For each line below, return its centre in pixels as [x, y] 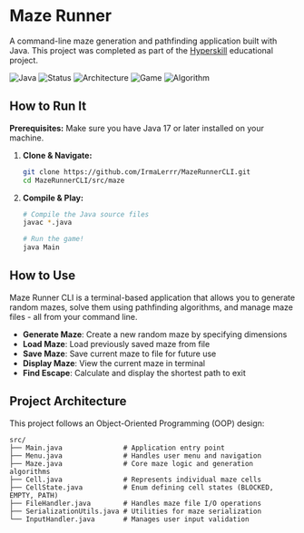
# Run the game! [53, 239]
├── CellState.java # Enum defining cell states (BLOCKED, [142, 487]
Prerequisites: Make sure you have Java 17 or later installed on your [137, 128]
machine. [27, 138]
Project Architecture [68, 401]
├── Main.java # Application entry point [117, 448]
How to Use [43, 276]
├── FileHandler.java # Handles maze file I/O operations [135, 503]
